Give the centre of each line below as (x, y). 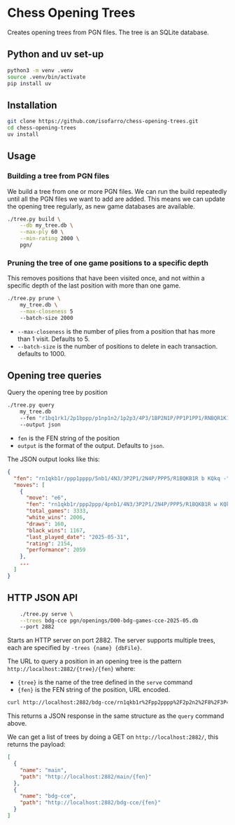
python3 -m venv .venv (40, 70)
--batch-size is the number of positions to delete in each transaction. (117, 346)
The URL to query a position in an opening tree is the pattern (94, 661)
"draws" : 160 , (47, 524)
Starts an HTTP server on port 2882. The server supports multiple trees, (111, 640)
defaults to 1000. (42, 353)
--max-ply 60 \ (42, 232)
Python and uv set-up (56, 54)
